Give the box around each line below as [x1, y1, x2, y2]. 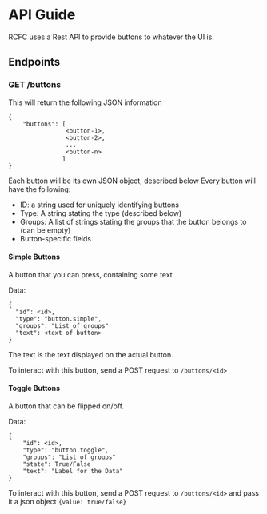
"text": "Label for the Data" [22, 468, 124, 476]
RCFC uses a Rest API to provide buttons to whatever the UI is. [8, 32, 214, 42]
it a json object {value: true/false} [8, 497, 127, 507]
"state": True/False [22, 460, 91, 468]
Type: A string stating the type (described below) [19, 208, 182, 217]
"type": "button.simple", [15, 314, 102, 323]
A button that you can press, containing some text [8, 269, 173, 279]
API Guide [8, 6, 76, 24]
